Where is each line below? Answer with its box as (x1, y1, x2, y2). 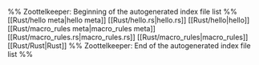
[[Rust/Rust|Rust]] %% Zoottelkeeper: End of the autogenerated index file (7, 41, 251, 51)
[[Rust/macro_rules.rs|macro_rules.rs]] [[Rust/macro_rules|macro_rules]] (7, 32, 249, 42)
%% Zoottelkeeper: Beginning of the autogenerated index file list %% (7, 7, 238, 16)
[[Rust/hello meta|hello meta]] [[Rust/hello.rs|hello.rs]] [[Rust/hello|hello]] (7, 15, 250, 25)
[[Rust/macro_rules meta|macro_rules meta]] (7, 24, 156, 33)
